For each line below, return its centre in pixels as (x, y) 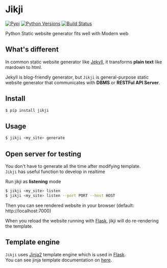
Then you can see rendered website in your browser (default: (70, 205)
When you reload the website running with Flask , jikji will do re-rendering (82, 221)
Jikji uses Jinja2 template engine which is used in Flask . (66, 254)
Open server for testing (43, 154)
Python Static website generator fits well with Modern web (67, 33)
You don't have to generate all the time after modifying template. (73, 166)
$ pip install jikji (27, 110)
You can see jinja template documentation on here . (59, 260)
